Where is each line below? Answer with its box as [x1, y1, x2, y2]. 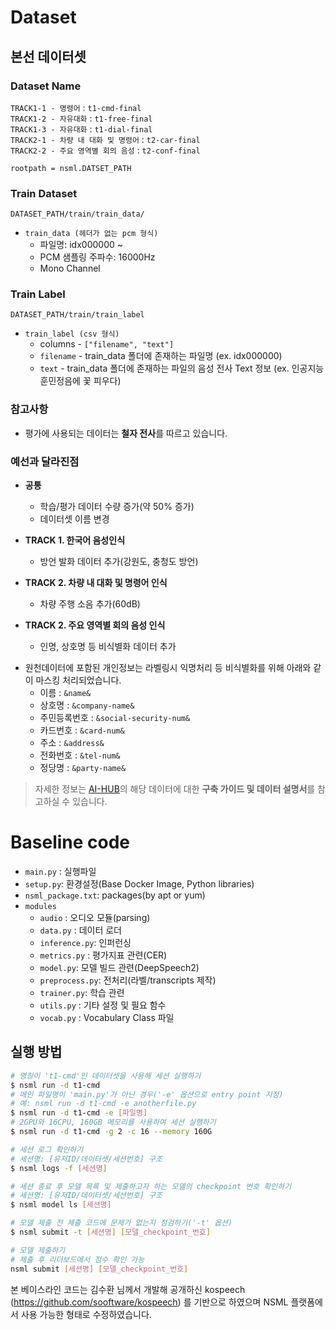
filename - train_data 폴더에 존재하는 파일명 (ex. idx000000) [39, 350, 283, 362]
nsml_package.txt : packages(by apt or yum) [24, 889, 206, 901]
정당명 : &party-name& [39, 762, 127, 774]
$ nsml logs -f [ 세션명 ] [10, 1163, 108, 1173]
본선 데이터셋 [10, 48, 87, 65]
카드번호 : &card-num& [39, 724, 125, 736]
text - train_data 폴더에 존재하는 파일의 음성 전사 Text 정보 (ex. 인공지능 [39, 362, 325, 375]
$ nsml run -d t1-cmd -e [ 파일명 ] [10, 1108, 148, 1118]
